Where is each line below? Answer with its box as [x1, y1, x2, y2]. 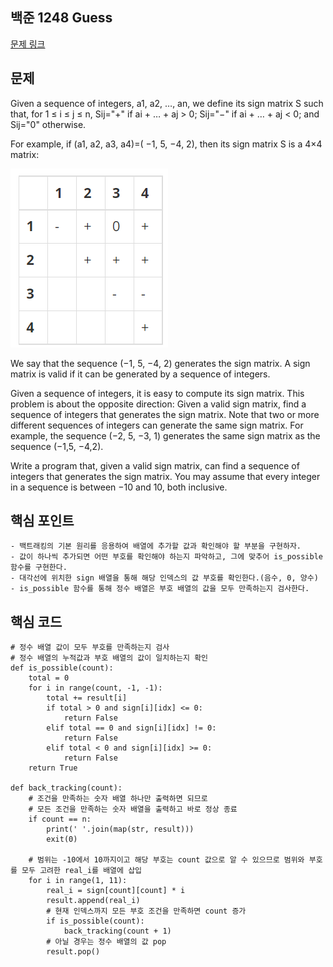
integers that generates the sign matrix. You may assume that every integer [10, 470, 321, 482]
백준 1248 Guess [10, 9, 113, 27]
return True [28, 763, 78, 773]
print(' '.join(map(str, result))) [46, 824, 195, 835]
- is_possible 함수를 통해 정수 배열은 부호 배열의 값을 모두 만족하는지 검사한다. [10, 584, 310, 594]
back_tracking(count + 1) [63, 926, 172, 937]
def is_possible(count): [10, 663, 114, 673]
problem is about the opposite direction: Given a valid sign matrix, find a [10, 398, 307, 410]
